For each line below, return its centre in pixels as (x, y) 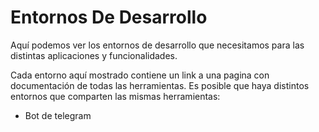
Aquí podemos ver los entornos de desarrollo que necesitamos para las (157, 45)
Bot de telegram (58, 115)
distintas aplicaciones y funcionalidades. (94, 55)
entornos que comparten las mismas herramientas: (115, 96)
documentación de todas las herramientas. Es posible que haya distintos (160, 85)
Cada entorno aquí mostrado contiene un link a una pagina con (140, 75)
